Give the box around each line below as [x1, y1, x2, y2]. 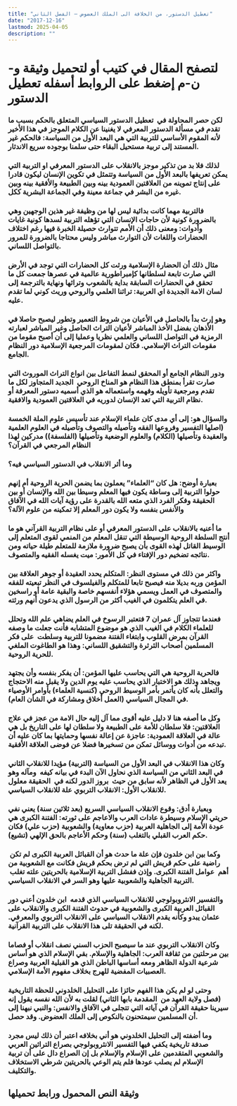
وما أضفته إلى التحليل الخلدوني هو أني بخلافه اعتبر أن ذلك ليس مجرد [8, 1030, 212, 1040]
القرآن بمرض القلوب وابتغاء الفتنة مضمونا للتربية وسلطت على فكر [8, 631, 209, 641]
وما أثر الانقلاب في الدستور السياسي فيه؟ [8, 459, 132, 468]
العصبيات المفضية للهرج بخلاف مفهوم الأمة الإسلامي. [8, 966, 167, 976]
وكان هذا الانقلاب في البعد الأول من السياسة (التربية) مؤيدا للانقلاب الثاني [8, 759, 225, 769]
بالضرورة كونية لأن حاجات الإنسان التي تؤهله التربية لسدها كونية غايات [8, 215, 217, 225]
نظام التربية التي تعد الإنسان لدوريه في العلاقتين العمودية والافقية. [8, 394, 203, 404]
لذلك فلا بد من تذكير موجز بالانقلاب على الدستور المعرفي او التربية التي [8, 161, 220, 170]
